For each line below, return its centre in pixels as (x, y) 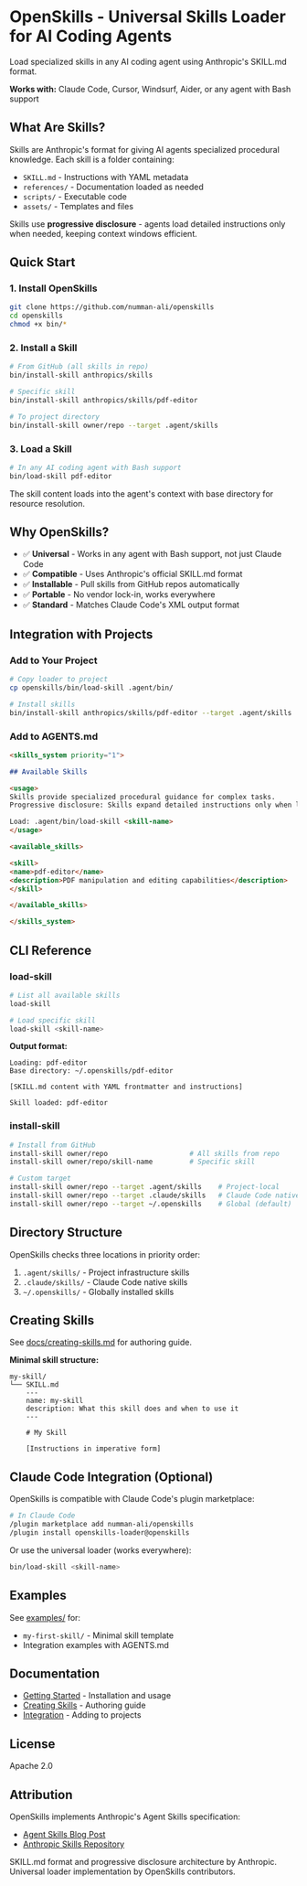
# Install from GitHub (53, 1145)
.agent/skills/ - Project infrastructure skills (106, 1272)
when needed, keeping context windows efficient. (104, 233)
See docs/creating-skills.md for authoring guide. (101, 1343)
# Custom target (40, 1179)
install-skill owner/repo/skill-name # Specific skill (132, 1162)
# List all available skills (65, 995)
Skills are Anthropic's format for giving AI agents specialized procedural (145, 149)
